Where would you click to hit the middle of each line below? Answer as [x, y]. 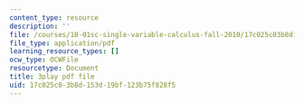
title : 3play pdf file [52, 77]
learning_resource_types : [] [64, 52]
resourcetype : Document [54, 69]
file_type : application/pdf [62, 43]
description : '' [40, 26]
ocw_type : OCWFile [44, 60]
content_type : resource [54, 18]
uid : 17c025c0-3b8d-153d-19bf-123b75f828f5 [93, 85]
